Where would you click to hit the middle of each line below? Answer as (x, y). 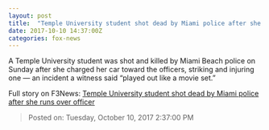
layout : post (30, 16)
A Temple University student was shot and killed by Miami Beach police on (132, 61)
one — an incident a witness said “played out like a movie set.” (112, 78)
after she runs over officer (52, 102)
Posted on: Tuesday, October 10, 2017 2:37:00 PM (111, 118)
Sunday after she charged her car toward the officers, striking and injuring (132, 70)
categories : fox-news (45, 38)
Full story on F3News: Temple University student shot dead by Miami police (134, 94)
